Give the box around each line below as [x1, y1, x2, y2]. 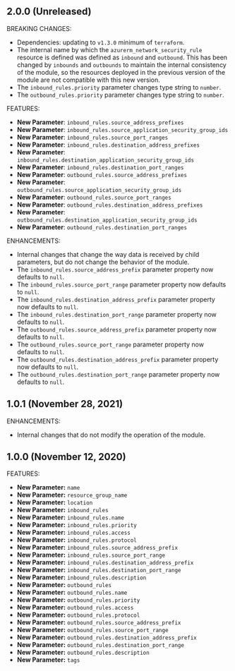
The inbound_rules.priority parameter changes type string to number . [16, 83, 222, 91]
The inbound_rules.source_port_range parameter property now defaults [16, 280, 227, 289]
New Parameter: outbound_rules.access [16, 603, 134, 612]
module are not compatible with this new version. [16, 75, 160, 84]
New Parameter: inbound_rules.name [16, 513, 125, 521]
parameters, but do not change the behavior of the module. [16, 258, 190, 266]
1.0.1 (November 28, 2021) [6, 398, 123, 410]
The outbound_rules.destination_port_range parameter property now [16, 370, 220, 378]
